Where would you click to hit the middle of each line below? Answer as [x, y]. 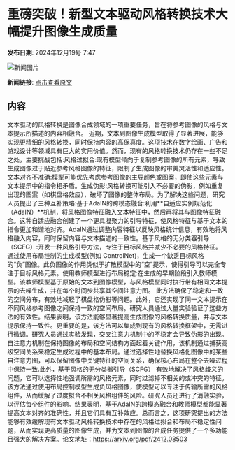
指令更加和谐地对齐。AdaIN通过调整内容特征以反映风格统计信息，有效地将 [114, 229]
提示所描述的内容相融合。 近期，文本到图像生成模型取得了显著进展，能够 [118, 133]
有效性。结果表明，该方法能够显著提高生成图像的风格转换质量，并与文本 [123, 317]
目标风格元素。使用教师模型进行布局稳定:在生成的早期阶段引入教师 [115, 273]
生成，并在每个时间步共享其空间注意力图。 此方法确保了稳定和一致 [127, 290]
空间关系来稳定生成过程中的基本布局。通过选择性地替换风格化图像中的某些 [120, 351]
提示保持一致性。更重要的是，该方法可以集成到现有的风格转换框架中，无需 [114, 325]
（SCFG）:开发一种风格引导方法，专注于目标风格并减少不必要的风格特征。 [114, 247]
